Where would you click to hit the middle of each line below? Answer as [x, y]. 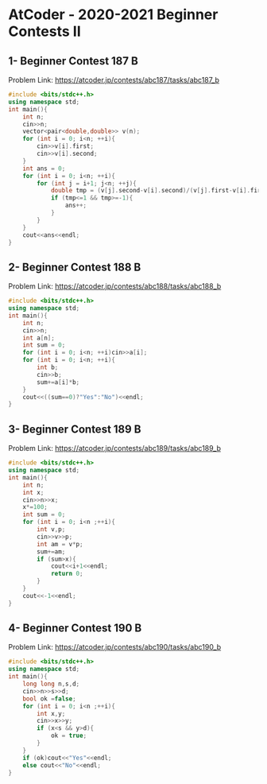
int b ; [48, 367]
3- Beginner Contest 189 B [75, 429]
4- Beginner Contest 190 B [75, 629]
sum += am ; [51, 551]
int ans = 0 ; [44, 169]
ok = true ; [69, 736]
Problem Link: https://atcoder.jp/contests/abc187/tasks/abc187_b [114, 80]
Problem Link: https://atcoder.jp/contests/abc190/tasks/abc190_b [115, 647]
